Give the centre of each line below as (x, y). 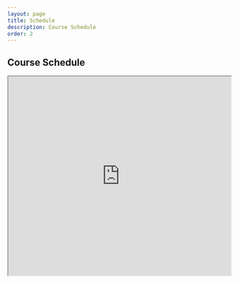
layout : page (27, 14)
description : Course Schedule (52, 27)
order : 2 (20, 34)
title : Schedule (31, 21)
